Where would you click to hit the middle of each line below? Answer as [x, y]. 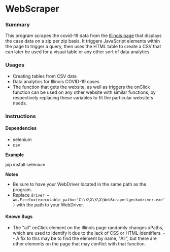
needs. [20, 103]
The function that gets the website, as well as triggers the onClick [81, 87]
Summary [18, 25]
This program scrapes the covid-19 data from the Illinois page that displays [83, 35]
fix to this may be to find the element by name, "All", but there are [89, 238]
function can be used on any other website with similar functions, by [84, 92]
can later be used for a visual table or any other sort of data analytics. [78, 52]
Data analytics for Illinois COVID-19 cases [56, 81]
